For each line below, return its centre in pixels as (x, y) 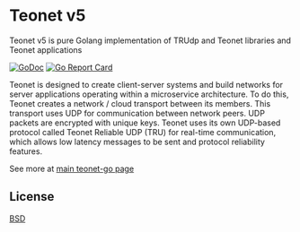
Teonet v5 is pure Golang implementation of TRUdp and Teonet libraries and (150, 40)
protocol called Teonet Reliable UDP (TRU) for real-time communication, (143, 132)
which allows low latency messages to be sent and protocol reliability (137, 142)
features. (26, 151)
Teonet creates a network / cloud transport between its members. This (140, 103)
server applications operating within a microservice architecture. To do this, (149, 94)
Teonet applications (46, 49)
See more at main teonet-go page (72, 168)
